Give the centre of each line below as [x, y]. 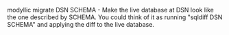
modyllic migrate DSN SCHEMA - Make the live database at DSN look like [110, 10]
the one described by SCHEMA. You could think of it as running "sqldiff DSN [115, 17]
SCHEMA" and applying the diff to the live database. [81, 24]
